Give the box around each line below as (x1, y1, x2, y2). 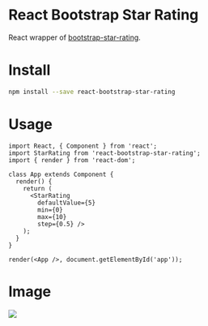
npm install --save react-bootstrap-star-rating (8, 88, 176, 96)
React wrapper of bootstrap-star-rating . (8, 32, 142, 42)
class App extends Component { (8, 170, 114, 178)
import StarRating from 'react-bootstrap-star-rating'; (8, 148, 201, 157)
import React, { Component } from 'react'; (8, 142, 158, 150)
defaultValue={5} (37, 199, 96, 207)
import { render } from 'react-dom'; (8, 156, 136, 164)
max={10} (37, 212, 67, 221)
